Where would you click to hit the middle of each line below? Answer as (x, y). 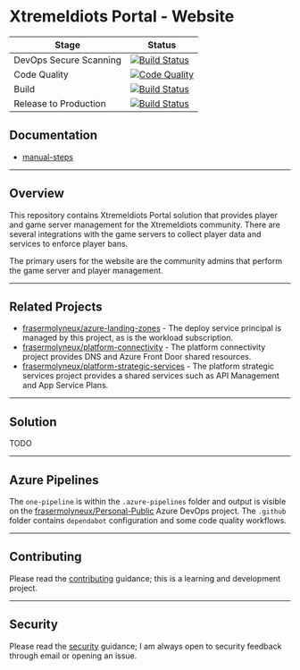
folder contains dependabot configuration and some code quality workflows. (148, 520)
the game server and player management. (86, 270)
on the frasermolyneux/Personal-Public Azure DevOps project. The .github (148, 511)
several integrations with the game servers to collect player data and (135, 233)
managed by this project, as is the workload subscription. (128, 338)
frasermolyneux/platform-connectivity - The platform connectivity (144, 347)
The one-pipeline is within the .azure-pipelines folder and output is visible (148, 501)
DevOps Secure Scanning (68, 60)
